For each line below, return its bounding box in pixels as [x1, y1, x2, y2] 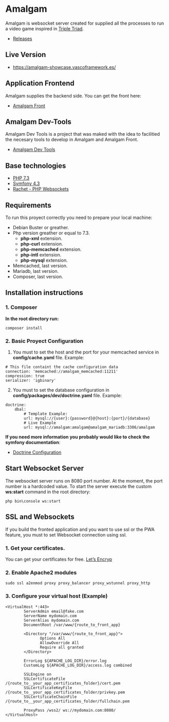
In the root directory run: [5, 316, 59, 322]
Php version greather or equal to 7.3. [12, 230, 90, 236]
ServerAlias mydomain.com [24, 618, 80, 623]
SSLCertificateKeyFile [24, 685, 72, 690]
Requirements [5, 201, 51, 210]
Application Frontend [5, 79, 74, 88]
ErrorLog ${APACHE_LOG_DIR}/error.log [24, 658, 107, 663]
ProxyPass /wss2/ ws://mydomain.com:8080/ [24, 708, 116, 713]
